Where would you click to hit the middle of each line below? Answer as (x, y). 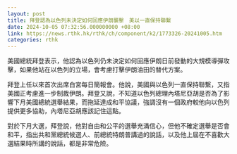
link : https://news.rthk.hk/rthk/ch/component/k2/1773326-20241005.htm (115, 33)
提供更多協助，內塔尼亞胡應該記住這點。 (66, 111)
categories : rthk (33, 40)
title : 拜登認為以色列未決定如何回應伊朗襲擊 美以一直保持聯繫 (89, 20)
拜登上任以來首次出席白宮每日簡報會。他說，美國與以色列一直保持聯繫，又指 (119, 84)
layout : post (26, 14)
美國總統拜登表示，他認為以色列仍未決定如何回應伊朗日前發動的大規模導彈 (115, 61)
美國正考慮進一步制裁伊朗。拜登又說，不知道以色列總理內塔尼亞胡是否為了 (115, 94)
